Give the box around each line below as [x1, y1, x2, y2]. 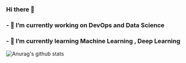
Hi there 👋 [6, 5, 35, 14]
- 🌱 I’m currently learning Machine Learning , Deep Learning [6, 37, 181, 45]
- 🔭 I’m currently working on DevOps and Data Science [6, 21, 165, 29]
